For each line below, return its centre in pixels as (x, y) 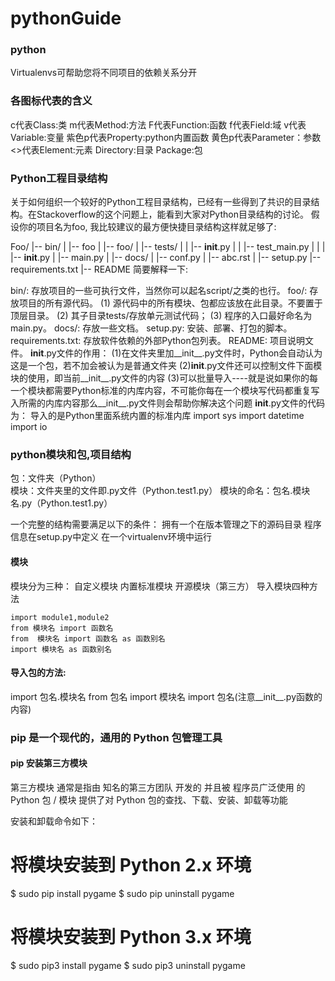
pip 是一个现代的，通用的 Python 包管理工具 (116, 737)
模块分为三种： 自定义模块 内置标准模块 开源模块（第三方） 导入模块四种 (160, 586)
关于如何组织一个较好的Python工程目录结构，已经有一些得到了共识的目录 (161, 202)
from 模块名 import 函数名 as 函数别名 (88, 638)
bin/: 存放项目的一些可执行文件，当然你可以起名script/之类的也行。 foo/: (159, 291)
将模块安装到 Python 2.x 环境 (131, 865)
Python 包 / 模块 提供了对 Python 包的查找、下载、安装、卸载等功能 (149, 799)
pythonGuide (66, 18)
